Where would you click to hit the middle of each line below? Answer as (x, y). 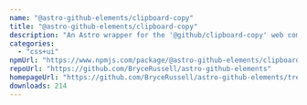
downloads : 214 (38, 86)
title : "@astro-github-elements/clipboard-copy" (104, 26)
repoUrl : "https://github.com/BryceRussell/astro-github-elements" (141, 69)
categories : (32, 43)
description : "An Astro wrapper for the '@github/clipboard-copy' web (147, 35)
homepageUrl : (34, 78)
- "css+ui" (38, 52)
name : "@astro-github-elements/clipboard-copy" (102, 18)
